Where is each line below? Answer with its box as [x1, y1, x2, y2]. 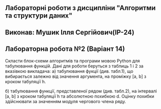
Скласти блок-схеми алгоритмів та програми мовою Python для [5, 58, 140, 64]
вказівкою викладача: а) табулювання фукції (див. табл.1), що [5, 68, 134, 74]
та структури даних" [5, 12, 72, 20]
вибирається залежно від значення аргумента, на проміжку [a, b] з [5, 73, 147, 79]
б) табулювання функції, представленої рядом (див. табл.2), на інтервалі [5, 88, 157, 94]
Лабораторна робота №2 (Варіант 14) [5, 45, 125, 53]
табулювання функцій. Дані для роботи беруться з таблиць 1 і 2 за [5, 63, 143, 69]
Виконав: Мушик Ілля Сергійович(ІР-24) [5, 28, 135, 36]
